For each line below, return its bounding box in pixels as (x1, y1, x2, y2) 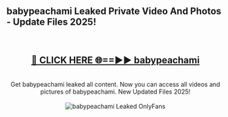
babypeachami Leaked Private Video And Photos (6, 6, 222, 17)
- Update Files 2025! (6, 17, 97, 28)
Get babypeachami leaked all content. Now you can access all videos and (10, 80, 220, 88)
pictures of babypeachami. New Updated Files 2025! (40, 87, 191, 96)
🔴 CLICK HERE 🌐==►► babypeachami (31, 54, 200, 66)
